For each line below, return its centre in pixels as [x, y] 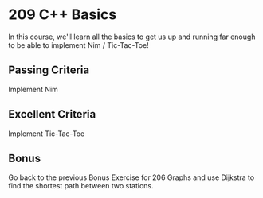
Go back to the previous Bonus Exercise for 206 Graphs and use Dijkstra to [131, 177]
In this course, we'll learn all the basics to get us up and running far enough [132, 37]
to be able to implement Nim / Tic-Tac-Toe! [79, 45]
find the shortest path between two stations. [81, 186]
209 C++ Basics [63, 15]
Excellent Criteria [52, 114]
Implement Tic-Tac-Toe [47, 134]
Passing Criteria [49, 70]
